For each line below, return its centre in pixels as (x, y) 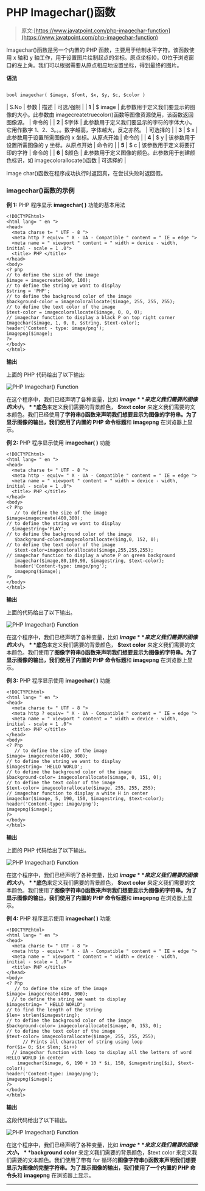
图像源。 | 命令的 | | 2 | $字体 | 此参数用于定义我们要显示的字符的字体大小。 (101, 122)
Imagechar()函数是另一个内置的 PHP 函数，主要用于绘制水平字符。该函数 (98, 50)
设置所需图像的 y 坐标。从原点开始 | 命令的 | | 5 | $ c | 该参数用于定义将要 (98, 145)
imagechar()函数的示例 (40, 191)
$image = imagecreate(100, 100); (49, 281)
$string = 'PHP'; (28, 291)
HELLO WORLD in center (35, 1058)
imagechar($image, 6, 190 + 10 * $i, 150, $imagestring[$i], (96, 1063)
